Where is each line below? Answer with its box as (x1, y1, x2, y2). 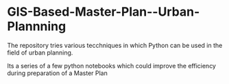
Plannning (7, 18, 67, 34)
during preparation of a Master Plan (7, 69, 108, 77)
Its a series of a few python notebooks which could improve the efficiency (7, 61, 216, 70)
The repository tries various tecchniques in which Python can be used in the (7, 41, 223, 49)
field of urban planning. (7, 48, 73, 57)
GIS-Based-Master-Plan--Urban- (7, 4, 200, 20)
